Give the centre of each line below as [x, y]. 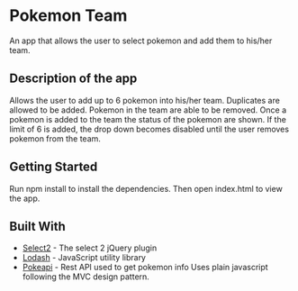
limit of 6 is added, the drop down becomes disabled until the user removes [149, 129]
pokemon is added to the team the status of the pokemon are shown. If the [148, 119]
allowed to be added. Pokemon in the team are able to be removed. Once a [148, 110]
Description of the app [73, 79]
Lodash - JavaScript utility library [84, 258]
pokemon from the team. [55, 138]
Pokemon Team [68, 16]
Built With [37, 226]
